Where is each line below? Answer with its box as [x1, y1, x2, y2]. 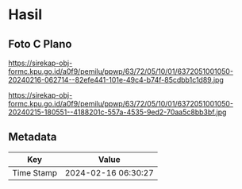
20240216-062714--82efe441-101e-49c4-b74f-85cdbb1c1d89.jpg [8, 75, 224, 84]
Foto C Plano [8, 37, 72, 51]
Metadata [8, 130, 57, 144]
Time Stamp [12, 167, 58, 178]
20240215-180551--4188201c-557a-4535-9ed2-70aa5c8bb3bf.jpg [8, 107, 227, 117]
